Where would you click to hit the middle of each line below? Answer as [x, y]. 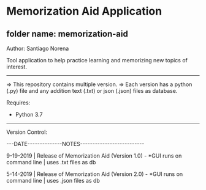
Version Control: [27, 132]
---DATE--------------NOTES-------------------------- [75, 144]
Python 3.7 [29, 115]
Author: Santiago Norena [38, 48]
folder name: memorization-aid [67, 34]
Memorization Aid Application [84, 11]
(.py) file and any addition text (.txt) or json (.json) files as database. [92, 91]
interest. [17, 67]
